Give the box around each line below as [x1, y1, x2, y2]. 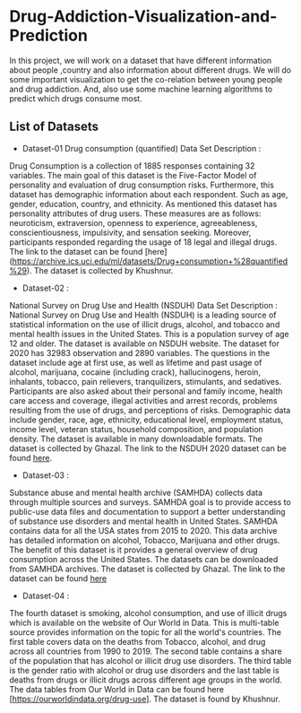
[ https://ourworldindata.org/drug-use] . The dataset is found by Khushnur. [9, 693, 280, 704]
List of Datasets [9, 119, 99, 135]
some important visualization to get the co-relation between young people [9, 74, 283, 84]
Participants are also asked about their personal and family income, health [9, 386, 283, 396]
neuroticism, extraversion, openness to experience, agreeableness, [9, 217, 258, 228]
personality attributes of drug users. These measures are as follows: [9, 208, 262, 219]
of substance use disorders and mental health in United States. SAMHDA [9, 516, 279, 526]
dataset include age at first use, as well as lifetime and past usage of [9, 357, 262, 368]
